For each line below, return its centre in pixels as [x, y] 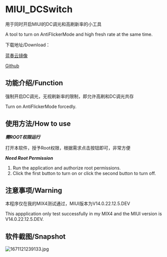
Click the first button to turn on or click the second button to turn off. [84, 173]
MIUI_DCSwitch [39, 9]
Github [12, 66]
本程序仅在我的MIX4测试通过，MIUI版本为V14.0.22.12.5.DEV [68, 204]
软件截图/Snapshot [36, 236]
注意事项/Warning [34, 190]
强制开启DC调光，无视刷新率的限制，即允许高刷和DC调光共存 [70, 96]
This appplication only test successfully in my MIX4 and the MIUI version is [84, 214]
